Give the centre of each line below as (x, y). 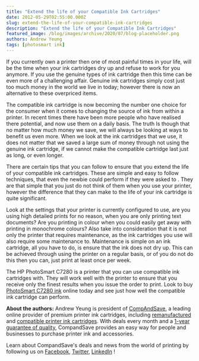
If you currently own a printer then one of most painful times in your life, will (99, 61)
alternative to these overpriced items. (52, 93)
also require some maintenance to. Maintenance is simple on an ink (89, 241)
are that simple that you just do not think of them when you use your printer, (99, 185)
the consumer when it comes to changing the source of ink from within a (95, 111)
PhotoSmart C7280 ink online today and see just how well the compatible (96, 290)
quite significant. (27, 198)
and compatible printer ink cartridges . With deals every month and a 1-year (98, 321)
